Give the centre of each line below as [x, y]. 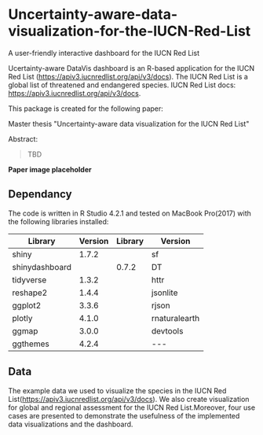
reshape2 [30, 293]
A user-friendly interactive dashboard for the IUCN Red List [104, 53]
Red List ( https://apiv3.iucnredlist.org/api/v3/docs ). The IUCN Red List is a [128, 76]
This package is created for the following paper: [86, 109]
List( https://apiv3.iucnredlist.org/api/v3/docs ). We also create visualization [129, 399]
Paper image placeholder [50, 169]
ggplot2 [27, 305]
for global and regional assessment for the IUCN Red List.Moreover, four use [132, 407]
